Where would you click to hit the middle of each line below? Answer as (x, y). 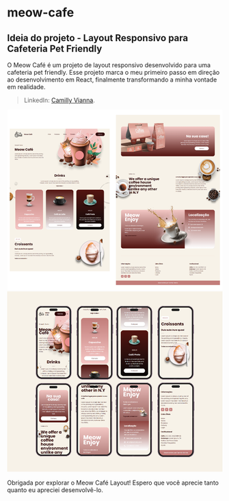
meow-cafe (41, 13)
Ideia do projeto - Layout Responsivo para (98, 38)
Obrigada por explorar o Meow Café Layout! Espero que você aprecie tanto (113, 482)
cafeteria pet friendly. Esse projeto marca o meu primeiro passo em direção (113, 72)
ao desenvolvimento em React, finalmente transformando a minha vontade (112, 80)
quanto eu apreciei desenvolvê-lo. (55, 490)
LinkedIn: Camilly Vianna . (59, 100)
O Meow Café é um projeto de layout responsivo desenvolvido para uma (109, 65)
